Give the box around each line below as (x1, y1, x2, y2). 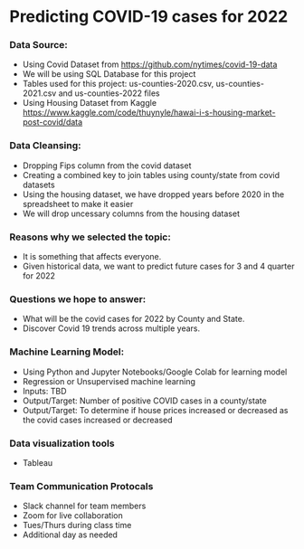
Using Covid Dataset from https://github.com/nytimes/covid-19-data (22, 59, 278, 70)
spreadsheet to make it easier (22, 198, 134, 209)
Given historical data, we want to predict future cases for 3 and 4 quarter (22, 260, 295, 272)
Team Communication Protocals (9, 479, 154, 492)
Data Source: (9, 39, 68, 52)
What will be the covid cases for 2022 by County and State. (22, 314, 245, 325)
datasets (22, 179, 56, 190)
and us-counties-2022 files (58, 88, 160, 99)
